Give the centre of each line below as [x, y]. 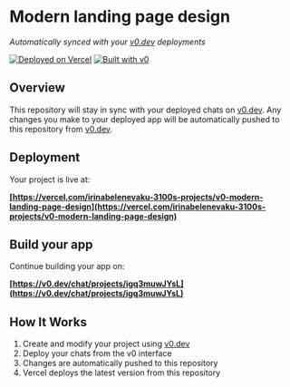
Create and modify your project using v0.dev [106, 344]
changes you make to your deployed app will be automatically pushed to [145, 119]
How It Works [48, 322]
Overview [38, 88]
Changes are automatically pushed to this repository [120, 363]
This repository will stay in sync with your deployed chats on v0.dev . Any [145, 110]
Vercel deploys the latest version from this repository [121, 372]
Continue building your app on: [67, 266]
